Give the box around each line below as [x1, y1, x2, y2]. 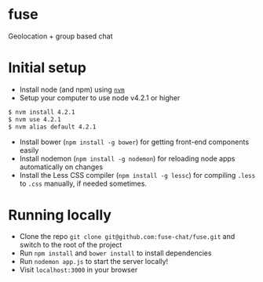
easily [19, 145, 39, 154]
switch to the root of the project [19, 240, 122, 250]
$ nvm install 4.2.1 [8, 108, 76, 116]
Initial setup [8, 59, 86, 77]
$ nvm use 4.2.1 [8, 115, 61, 123]
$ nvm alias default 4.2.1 [8, 123, 97, 131]
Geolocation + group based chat [8, 31, 113, 41]
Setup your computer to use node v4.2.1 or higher [19, 92, 181, 103]
